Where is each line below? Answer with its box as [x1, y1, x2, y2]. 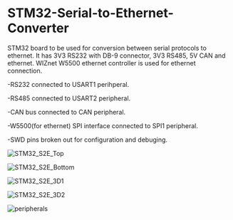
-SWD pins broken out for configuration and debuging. [7, 135, 168, 144]
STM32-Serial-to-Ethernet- [7, 5, 175, 21]
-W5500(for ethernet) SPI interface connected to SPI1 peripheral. [7, 121, 198, 130]
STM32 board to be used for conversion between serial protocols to [7, 43, 207, 52]
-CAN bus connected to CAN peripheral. [7, 108, 126, 116]
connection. [7, 66, 43, 75]
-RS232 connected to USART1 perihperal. [7, 80, 130, 88]
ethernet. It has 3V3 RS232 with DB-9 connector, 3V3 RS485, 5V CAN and [7, 51, 226, 60]
